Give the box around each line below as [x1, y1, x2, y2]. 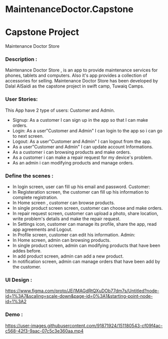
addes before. [12, 248, 42, 254]
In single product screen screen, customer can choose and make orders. [12, 205, 163, 211]
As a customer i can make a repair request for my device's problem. [12, 154, 153, 160]
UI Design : [5, 276, 33, 283]
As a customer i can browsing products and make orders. [12, 149, 131, 155]
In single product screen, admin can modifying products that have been [12, 242, 160, 248]
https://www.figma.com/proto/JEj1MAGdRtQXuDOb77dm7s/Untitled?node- [5, 288, 159, 294]
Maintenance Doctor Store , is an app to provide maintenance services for [5, 67, 158, 73]
